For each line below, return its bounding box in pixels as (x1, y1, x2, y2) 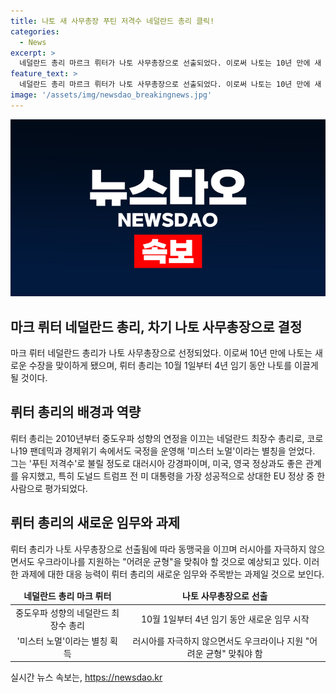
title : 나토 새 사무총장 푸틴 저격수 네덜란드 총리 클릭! (10, 16, 215, 26)
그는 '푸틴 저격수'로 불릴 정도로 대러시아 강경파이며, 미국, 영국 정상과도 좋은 (10, 457, 303, 469)
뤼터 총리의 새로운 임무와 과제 (10, 515, 181, 532)
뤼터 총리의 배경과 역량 (10, 404, 142, 421)
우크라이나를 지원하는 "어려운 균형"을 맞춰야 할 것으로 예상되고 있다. (36, 555, 302, 567)
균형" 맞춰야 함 (205, 647, 263, 659)
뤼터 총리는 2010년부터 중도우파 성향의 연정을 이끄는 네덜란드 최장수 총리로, (10, 432, 305, 444)
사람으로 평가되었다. (10, 482, 88, 494)
